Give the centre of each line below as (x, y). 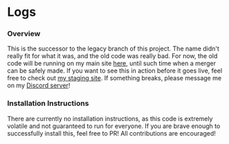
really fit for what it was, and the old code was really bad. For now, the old (112, 56)
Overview (24, 34)
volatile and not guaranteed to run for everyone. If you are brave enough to (114, 126)
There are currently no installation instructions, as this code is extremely (110, 118)
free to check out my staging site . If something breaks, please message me (114, 78)
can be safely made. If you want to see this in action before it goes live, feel (115, 71)
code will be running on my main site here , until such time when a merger (112, 64)
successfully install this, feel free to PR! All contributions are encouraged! (112, 133)
